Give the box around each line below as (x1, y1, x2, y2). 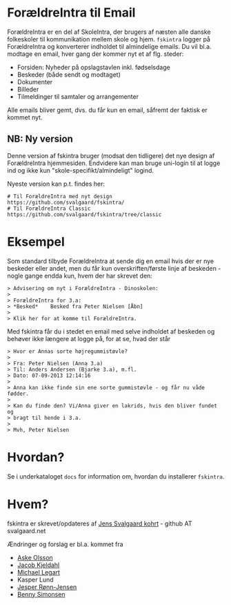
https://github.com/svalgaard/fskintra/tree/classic (7, 211, 162, 218)
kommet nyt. (7, 113, 43, 122)
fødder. (7, 390, 30, 397)
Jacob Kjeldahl (17, 561, 60, 569)
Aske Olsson (17, 553, 53, 561)
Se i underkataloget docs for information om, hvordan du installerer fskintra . (7, 472, 225, 481)
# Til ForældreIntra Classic (7, 205, 91, 212)
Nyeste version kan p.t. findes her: (7, 180, 106, 188)
